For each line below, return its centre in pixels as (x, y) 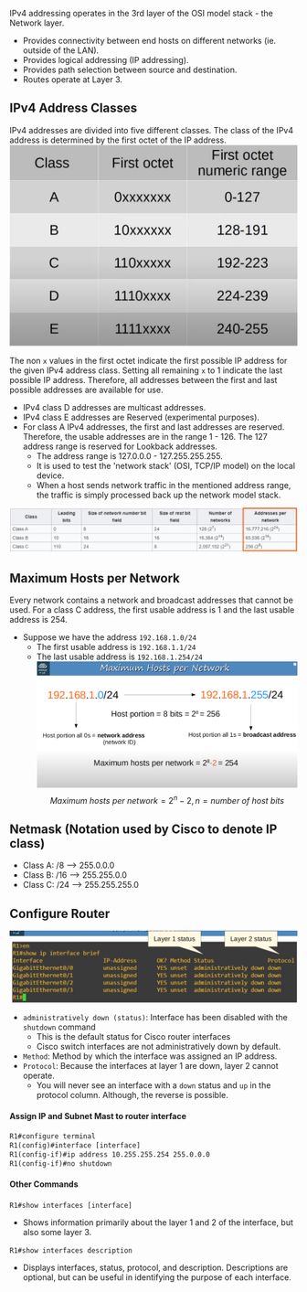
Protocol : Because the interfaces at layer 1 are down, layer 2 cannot (150, 1066)
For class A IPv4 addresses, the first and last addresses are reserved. (153, 427)
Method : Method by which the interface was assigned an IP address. (150, 1056)
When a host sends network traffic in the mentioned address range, (164, 486)
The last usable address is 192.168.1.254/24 (119, 657)
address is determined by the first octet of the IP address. (118, 140)
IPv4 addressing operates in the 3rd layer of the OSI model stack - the (142, 13)
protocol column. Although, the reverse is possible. (132, 1095)
